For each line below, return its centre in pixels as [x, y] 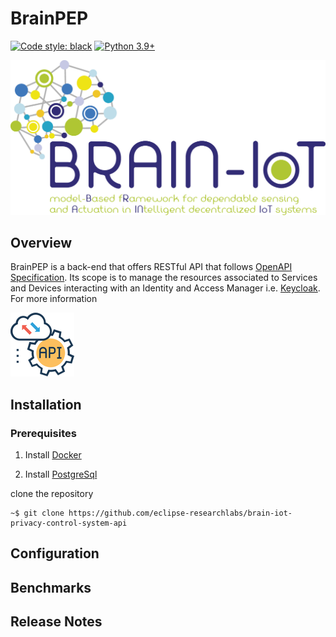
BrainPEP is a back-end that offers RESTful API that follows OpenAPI [151, 267]
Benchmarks [51, 587]
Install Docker [53, 455]
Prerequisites [43, 433]
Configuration [55, 553]
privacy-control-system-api [69, 523]
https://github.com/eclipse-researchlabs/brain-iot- [180, 513]
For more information [54, 299]
